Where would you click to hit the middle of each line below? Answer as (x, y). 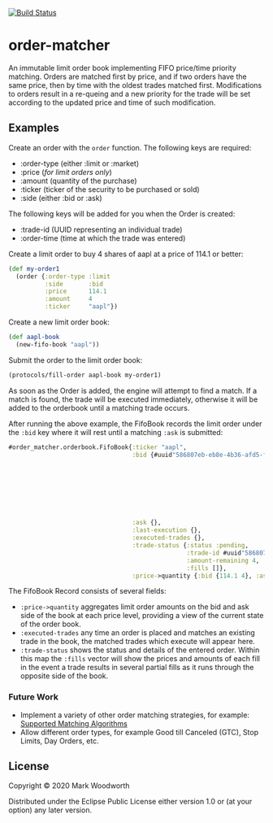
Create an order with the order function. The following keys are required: (130, 147)
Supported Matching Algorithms (74, 723)
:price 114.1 (76, 292)
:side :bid (74, 284)
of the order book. (50, 624)
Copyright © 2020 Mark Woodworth (69, 786)
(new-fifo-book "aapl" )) (58, 344)
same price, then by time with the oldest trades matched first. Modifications (135, 85)
